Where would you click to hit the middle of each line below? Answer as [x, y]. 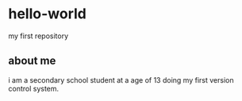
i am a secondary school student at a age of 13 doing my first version [121, 80]
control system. [34, 88]
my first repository [38, 36]
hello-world [48, 14]
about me [32, 61]
